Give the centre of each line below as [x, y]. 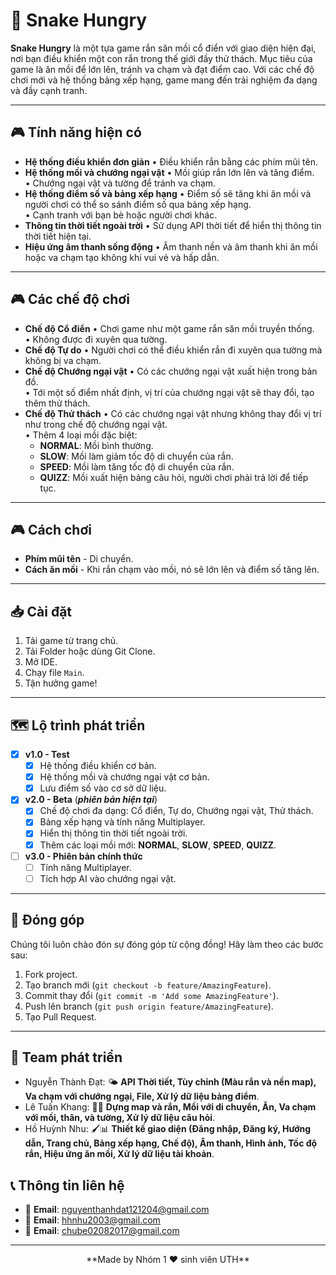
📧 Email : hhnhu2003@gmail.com [92, 1220]
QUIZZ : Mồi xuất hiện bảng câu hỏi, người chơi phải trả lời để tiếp [174, 477]
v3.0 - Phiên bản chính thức [83, 856]
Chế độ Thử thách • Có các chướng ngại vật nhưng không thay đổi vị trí [173, 413]
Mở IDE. [41, 662]
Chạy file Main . [54, 673]
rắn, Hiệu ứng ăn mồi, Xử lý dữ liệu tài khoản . [119, 1154]
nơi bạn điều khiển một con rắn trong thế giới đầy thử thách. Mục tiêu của [161, 58]
